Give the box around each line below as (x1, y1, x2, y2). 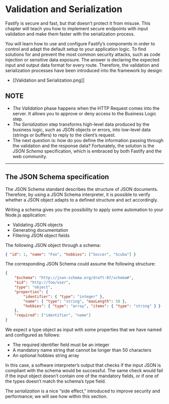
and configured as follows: (5, 332, 60, 338)
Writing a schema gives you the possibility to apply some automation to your (5, 207, 163, 213)
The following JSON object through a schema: (5, 242, 101, 248)
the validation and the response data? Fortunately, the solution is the (12, 143, 154, 149)
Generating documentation (12, 227, 68, 233)
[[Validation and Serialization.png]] (12, 77, 84, 83)
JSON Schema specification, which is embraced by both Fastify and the (12, 148, 162, 154)
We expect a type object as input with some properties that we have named (5, 326, 162, 333)
